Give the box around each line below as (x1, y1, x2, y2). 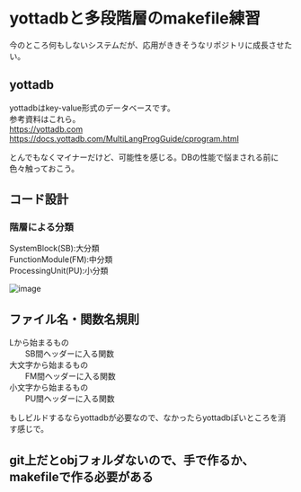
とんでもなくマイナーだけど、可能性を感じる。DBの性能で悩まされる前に (9, 152, 279, 163)
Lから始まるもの (9, 338, 69, 348)
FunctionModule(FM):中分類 (9, 254, 113, 265)
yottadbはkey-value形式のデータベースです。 (9, 102, 175, 113)
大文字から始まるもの (9, 360, 88, 371)
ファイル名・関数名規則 (9, 312, 139, 327)
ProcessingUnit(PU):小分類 (9, 266, 109, 277)
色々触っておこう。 (9, 163, 80, 173)
